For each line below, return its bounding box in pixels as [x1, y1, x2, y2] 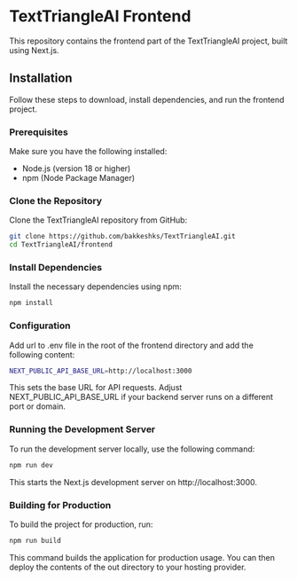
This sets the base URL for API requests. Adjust [9, 382, 183, 393]
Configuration [9, 319, 71, 332]
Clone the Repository [9, 194, 103, 207]
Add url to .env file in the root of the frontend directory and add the [9, 340, 254, 350]
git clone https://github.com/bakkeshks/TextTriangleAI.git [9, 232, 237, 241]
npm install [9, 299, 53, 308]
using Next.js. [9, 44, 59, 55]
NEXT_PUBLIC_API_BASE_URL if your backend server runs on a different [9, 392, 273, 403]
